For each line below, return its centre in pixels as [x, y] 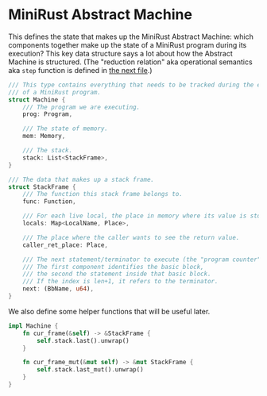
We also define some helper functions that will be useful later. [109, 311]
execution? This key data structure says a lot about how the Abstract [120, 53]
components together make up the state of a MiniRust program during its [128, 44]
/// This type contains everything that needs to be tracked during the [131, 85]
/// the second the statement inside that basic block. [117, 274]
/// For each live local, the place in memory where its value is [135, 216]
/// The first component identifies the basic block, [113, 267]
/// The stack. [48, 151]
